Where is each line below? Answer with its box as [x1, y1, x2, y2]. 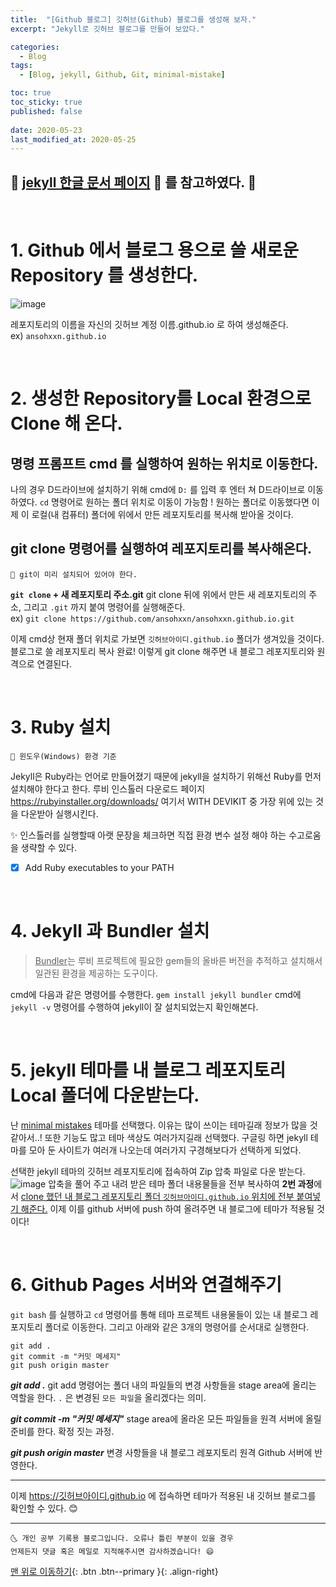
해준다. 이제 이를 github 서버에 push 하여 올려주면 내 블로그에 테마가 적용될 [20, 1202, 315, 1215]
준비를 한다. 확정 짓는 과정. [10, 1425, 115, 1437]
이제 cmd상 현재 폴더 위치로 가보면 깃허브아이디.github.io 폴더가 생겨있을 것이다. [10, 632, 325, 645]
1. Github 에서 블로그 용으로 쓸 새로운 [10, 239, 299, 262]
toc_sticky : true [10, 97, 83, 107]
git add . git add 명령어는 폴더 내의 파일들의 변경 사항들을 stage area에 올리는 [10, 1379, 317, 1391]
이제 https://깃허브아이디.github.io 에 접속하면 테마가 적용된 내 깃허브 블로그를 [10, 1489, 317, 1501]
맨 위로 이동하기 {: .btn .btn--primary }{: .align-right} [10, 1565, 219, 1577]
